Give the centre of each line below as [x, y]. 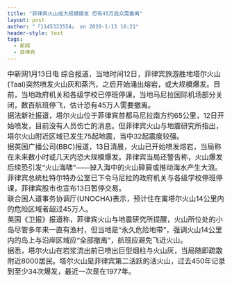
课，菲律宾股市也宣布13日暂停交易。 [67, 188]
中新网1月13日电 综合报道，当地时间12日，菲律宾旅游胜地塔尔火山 [114, 73]
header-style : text [35, 33]
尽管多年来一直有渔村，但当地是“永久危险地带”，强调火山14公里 [118, 229]
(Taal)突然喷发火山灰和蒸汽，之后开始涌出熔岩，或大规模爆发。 [110, 84]
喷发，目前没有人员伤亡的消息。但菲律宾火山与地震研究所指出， [119, 125]
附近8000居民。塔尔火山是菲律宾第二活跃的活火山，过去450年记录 [116, 261]
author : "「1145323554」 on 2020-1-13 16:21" [73, 26]
